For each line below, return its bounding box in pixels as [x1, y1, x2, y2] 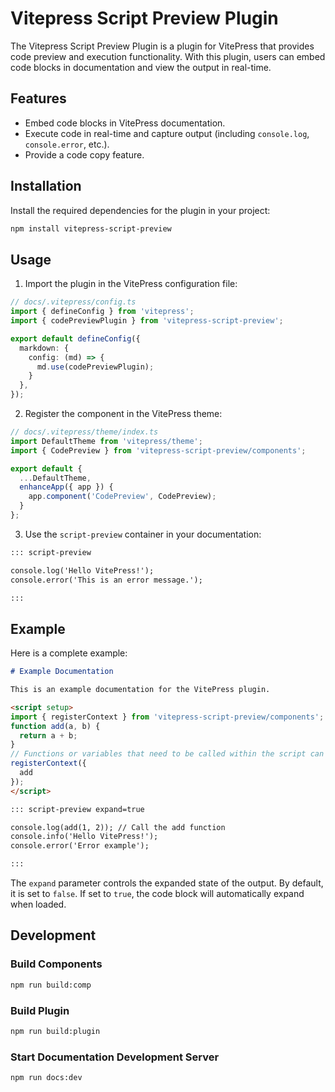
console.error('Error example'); [10, 841, 150, 851]
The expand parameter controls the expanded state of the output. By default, [10, 877, 324, 889]
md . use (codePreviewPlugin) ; [36, 362, 155, 372]
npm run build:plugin [10, 1026, 101, 1036]
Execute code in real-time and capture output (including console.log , [24, 127, 310, 139]
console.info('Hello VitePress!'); [10, 832, 159, 842]
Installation [10, 178, 82, 195]
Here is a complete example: [10, 647, 128, 659]
